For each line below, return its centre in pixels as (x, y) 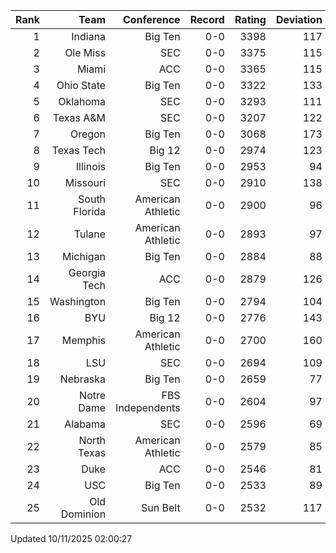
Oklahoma (82, 101)
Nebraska (83, 379)
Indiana (89, 36)
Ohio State (81, 85)
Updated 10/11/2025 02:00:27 (71, 538)
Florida (90, 211)
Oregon (88, 134)
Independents (148, 407)
